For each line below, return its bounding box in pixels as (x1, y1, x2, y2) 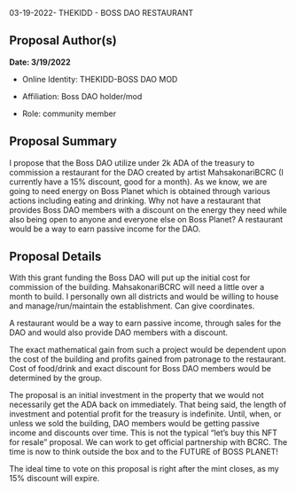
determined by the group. (9, 372, 103, 384)
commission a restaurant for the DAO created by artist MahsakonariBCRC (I (9, 167, 284, 177)
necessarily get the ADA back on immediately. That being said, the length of (9, 399, 286, 410)
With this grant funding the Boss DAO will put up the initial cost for (9, 272, 251, 283)
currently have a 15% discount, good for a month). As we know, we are (9, 176, 268, 187)
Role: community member (21, 108, 117, 119)
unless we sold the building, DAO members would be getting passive (9, 418, 260, 429)
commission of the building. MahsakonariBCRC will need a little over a (9, 282, 265, 293)
